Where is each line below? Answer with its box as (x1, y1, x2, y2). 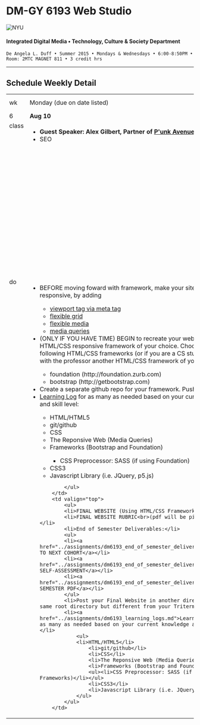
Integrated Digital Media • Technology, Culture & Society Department (6, 38, 180, 45)
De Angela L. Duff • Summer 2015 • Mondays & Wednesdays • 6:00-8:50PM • (6, 51, 193, 57)
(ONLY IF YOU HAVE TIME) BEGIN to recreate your (39, 334, 182, 342)
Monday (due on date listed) (29, 98, 109, 107)
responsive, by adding (39, 291, 102, 299)
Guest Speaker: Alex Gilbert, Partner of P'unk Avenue (39, 127, 195, 135)
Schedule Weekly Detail (6, 78, 96, 88)
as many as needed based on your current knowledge (39, 621, 189, 627)
